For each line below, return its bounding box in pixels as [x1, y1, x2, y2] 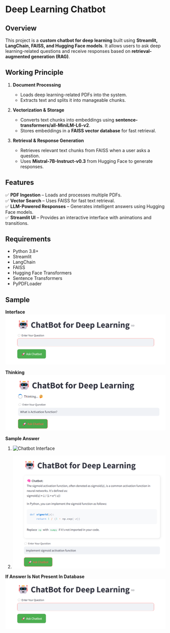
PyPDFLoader [12, 281, 42, 287]
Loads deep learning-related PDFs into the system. [20, 92, 127, 98]
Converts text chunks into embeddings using [20, 117, 115, 123]
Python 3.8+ [12, 248, 39, 254]
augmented [5, 53, 31, 60]
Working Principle [5, 68, 64, 77]
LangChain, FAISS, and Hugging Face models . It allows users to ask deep [5, 43, 161, 49]
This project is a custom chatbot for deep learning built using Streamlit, [5, 37, 158, 43]
